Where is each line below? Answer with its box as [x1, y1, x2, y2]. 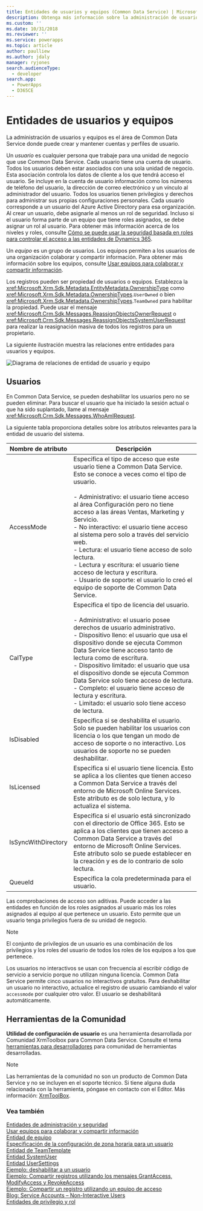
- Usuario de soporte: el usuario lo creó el [73, 576, 193, 584]
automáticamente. [6, 996, 51, 1004]
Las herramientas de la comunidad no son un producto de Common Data [6, 1073, 188, 1080]
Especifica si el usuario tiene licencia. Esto [73, 764, 194, 772]
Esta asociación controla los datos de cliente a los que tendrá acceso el [6, 170, 184, 178]
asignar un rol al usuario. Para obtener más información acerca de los [6, 222, 179, 230]
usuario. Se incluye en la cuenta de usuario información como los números [6, 177, 192, 184]
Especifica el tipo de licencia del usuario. [73, 600, 189, 609]
